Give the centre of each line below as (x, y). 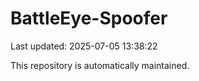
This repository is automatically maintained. (100, 65)
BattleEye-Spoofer (89, 18)
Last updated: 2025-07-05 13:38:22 (84, 46)
